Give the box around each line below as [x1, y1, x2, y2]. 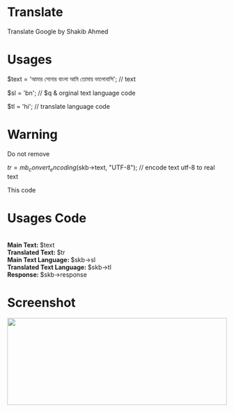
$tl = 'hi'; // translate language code [7, 102, 110, 110]
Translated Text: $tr [7, 248, 65, 257]
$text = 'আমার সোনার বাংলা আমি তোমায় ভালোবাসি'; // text [7, 75, 136, 83]
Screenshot [7, 294, 76, 310]
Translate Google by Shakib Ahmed [7, 27, 109, 36]
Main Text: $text [7, 241, 55, 249]
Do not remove [7, 149, 50, 158]
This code [7, 185, 36, 194]
